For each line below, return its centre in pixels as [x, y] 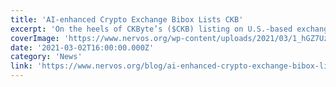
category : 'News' [46, 57]
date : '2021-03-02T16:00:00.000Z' [82, 47]
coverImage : [35, 38]
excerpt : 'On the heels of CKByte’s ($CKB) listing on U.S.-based [151, 29]
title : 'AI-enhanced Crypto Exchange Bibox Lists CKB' [127, 19]
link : [21, 66]
